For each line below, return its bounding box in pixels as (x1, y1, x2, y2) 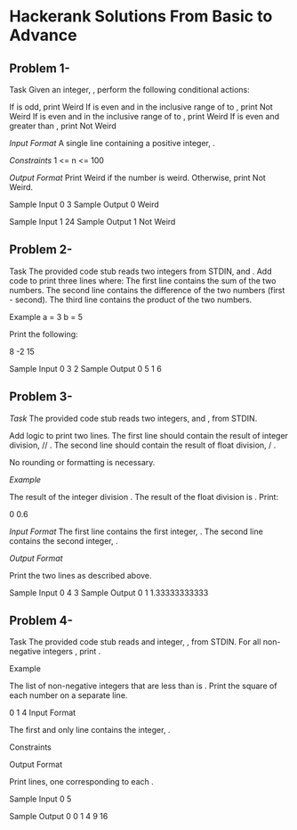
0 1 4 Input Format (9, 707, 76, 719)
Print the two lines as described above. (9, 570, 153, 580)
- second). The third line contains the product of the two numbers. (9, 294, 253, 305)
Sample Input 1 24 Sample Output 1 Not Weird (9, 217, 176, 226)
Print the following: (9, 328, 78, 340)
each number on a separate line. (9, 690, 128, 701)
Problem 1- (9, 61, 70, 76)
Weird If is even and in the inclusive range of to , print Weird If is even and (9, 111, 280, 121)
